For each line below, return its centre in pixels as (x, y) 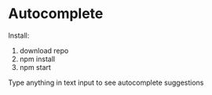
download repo (44, 50)
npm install (37, 59)
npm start (35, 67)
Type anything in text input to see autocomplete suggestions (106, 82)
